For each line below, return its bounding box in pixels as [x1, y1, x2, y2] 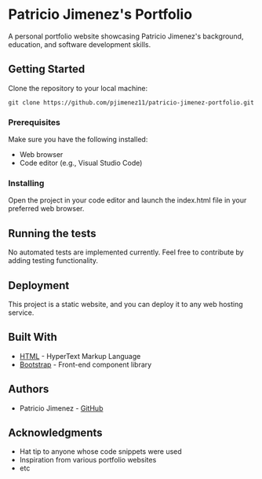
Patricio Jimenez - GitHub [19, 403, 104, 413]
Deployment [8, 279, 70, 292]
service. [8, 308, 35, 317]
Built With [8, 331, 57, 344]
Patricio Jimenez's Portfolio [8, 5, 193, 24]
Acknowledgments [8, 426, 104, 439]
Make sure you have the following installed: [8, 135, 148, 144]
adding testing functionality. [8, 256, 99, 265]
